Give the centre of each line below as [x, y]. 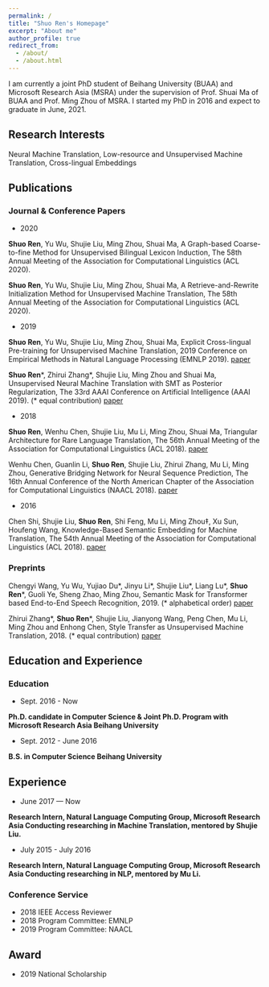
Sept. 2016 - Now [49, 701]
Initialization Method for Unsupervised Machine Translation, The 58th [123, 294]
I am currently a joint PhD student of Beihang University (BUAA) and [121, 83]
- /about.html [39, 61]
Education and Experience [75, 661]
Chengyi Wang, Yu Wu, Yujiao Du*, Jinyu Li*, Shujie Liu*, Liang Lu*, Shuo [128, 586]
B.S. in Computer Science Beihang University [85, 757]
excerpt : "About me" [43, 31]
